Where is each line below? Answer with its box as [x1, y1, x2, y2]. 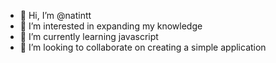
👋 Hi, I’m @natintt [19, 10, 92, 21]
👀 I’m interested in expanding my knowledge [19, 20, 203, 32]
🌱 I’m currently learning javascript [19, 31, 159, 42]
